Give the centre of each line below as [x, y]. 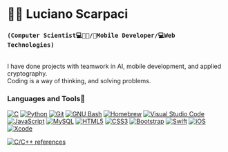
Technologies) [31, 45]
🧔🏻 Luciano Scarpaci [68, 14]
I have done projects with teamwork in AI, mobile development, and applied [114, 66]
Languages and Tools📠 [46, 99]
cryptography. [27, 74]
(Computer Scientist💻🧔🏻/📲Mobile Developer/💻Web [91, 36]
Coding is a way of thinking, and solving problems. [79, 81]
